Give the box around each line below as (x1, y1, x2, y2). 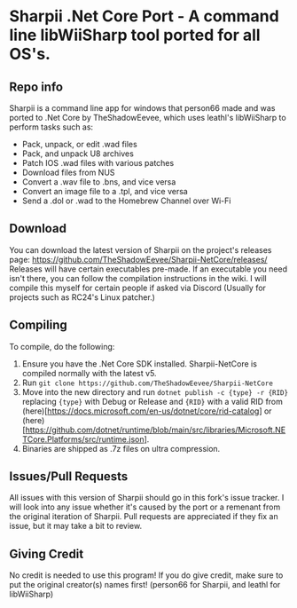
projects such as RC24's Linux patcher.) (9, 291, 155, 303)
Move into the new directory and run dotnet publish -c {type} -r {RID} (21, 386, 289, 397)
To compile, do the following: (9, 341, 115, 351)
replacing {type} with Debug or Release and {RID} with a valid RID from (21, 396, 284, 407)
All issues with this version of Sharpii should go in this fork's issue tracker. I (9, 493, 285, 503)
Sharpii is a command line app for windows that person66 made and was (9, 103, 276, 113)
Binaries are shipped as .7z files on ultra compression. (21, 443, 221, 454)
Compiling (9, 318, 68, 333)
